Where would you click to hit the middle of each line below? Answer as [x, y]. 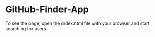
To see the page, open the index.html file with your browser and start [77, 23]
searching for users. [26, 28]
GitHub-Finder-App [47, 9]
